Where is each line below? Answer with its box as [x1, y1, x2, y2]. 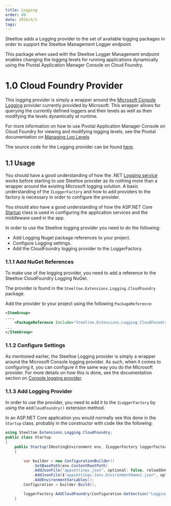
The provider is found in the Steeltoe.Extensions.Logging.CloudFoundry [5, 285, 156, 292]
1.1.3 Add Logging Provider [5, 387, 73, 394]
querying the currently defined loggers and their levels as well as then [5, 108, 152, 114]
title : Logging [5, 7, 38, 13]
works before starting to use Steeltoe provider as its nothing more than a [5, 178, 158, 184]
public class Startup [5, 435, 51, 440]
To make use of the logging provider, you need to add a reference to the [5, 270, 156, 276]
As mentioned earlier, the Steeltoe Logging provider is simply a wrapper [5, 353, 156, 359]
